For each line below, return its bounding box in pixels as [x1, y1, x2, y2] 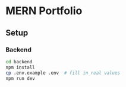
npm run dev [5, 75, 35, 81]
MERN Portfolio [5, 4, 83, 18]
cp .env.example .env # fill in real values [5, 70, 120, 76]
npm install [5, 64, 35, 70]
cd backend [5, 59, 33, 65]
